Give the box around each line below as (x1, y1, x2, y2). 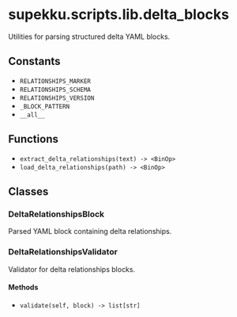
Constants (8, 55, 61, 68)
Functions (8, 132, 59, 146)
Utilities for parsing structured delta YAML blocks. (8, 32, 171, 41)
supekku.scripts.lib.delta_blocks (8, 6, 229, 24)
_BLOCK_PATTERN (19, 102, 70, 110)
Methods (8, 283, 39, 292)
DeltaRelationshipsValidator (8, 246, 118, 258)
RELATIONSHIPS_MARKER (19, 77, 91, 85)
